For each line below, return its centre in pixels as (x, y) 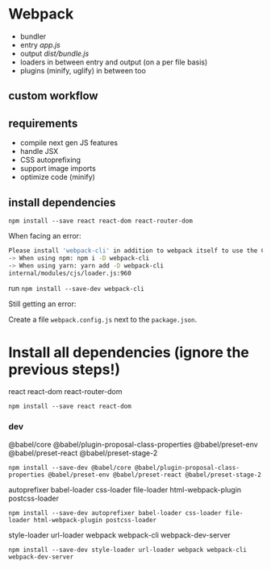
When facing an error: (45, 235)
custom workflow (53, 96)
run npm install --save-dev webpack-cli (77, 289)
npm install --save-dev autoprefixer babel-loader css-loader (115, 513)
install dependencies (62, 202)
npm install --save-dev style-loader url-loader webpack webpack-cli (128, 550)
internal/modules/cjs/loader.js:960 (70, 273)
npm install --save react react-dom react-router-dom (101, 221)
